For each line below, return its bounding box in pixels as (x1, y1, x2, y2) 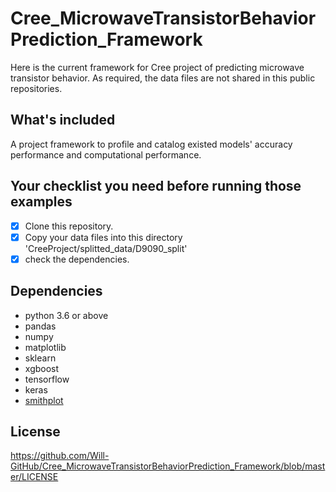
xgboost (24, 362, 60, 374)
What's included (10, 112, 116, 129)
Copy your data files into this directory (24, 231, 183, 243)
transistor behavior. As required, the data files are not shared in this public (10, 72, 316, 84)
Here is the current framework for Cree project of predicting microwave (10, 61, 305, 73)
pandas (24, 320, 57, 332)
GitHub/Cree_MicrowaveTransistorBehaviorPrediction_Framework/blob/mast (10, 460, 326, 472)
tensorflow (24, 373, 70, 385)
